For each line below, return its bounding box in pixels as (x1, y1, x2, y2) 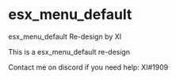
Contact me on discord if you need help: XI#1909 (8, 62, 169, 72)
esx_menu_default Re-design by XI (8, 32, 122, 41)
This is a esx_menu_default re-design (8, 47, 131, 56)
